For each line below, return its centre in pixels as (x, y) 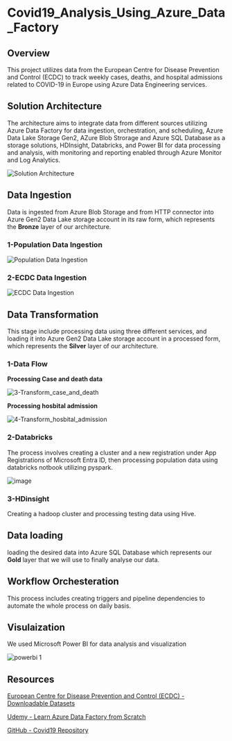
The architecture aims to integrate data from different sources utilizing (107, 123)
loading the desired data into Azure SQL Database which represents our (110, 552)
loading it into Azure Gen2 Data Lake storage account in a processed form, (114, 339)
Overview (29, 53)
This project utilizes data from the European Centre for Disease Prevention (113, 70)
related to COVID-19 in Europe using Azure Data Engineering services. (107, 84)
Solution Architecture (55, 107)
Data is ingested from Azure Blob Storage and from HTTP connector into (111, 212)
